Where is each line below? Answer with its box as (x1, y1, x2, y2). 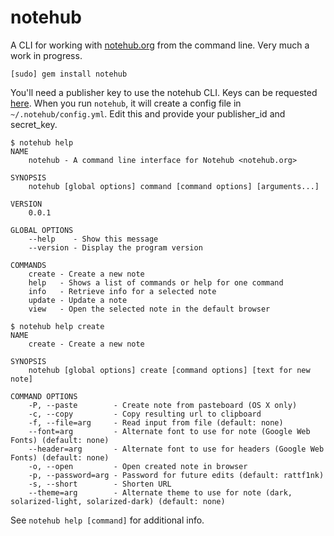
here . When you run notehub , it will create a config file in (10, 97, 242, 109)
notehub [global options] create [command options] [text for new (28, 365, 311, 375)
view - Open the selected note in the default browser (28, 304, 271, 314)
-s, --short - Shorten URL (28, 479, 172, 489)
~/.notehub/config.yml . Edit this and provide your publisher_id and (10, 107, 286, 120)
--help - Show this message (28, 234, 159, 244)
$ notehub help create (10, 321, 105, 331)
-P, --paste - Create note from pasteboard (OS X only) (28, 400, 298, 410)
